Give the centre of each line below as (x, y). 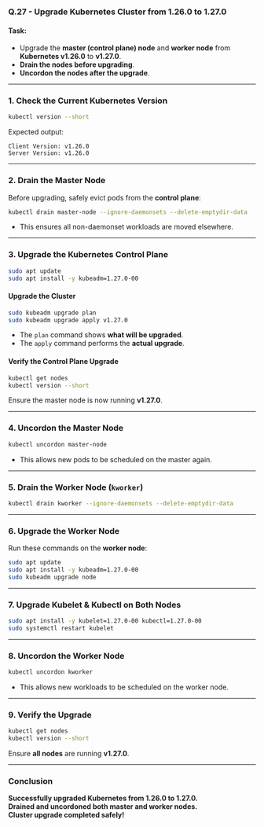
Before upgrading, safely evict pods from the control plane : (105, 197)
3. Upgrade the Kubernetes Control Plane (88, 255)
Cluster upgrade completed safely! (66, 815)
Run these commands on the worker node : (78, 548)
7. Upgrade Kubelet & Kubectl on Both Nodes (95, 605)
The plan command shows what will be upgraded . (101, 335)
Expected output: (36, 132)
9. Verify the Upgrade (50, 715)
